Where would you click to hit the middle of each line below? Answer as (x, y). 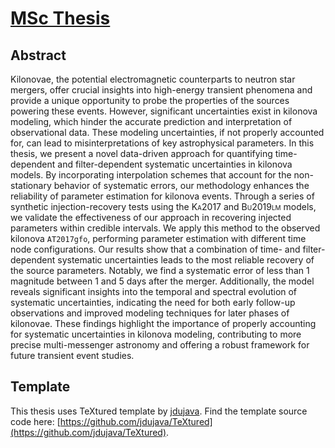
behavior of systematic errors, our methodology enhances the (181, 185)
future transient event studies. (72, 355)
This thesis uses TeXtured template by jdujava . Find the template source (159, 411)
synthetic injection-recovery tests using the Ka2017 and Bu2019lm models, (163, 206)
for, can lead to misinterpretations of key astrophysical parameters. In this (162, 143)
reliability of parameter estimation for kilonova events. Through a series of (162, 196)
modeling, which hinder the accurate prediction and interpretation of (151, 121)
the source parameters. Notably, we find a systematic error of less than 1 (160, 270)
